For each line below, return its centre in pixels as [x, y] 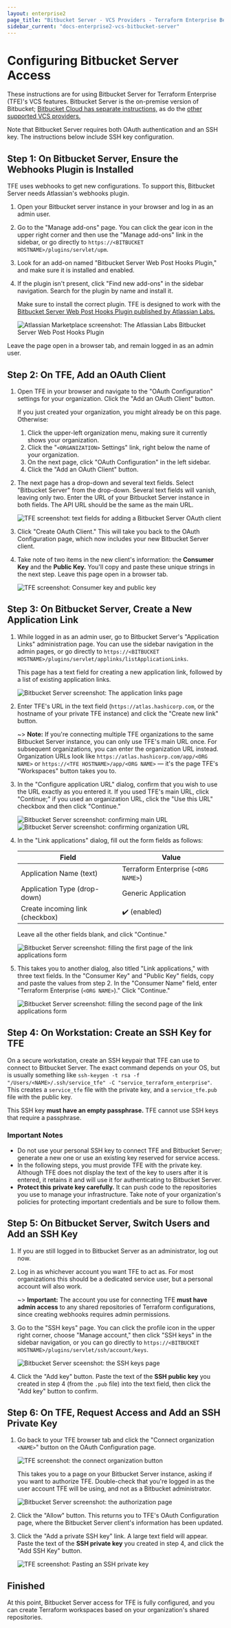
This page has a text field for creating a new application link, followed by [120, 672]
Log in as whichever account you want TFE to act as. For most [105, 1271]
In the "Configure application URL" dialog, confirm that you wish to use [117, 784]
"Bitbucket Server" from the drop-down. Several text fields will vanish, [117, 490]
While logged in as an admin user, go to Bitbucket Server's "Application [118, 636]
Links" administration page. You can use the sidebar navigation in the [115, 644]
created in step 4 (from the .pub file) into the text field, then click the [114, 1384]
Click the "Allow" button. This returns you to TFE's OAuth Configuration [118, 1516]
